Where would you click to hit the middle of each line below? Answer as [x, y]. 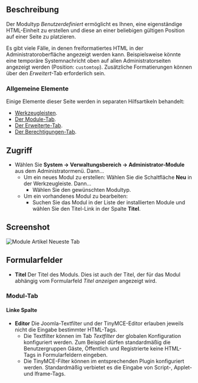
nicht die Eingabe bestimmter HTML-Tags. [66, 329]
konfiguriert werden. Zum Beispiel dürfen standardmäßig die [97, 342]
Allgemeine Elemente [38, 88]
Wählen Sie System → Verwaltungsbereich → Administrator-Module [100, 165]
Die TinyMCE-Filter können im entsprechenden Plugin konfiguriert [104, 361]
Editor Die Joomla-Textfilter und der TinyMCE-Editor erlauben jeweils [99, 323]
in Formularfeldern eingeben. [72, 355]
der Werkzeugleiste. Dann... [57, 184]
